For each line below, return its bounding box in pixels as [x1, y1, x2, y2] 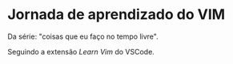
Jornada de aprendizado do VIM [7, 6, 226, 24]
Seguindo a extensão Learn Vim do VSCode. [7, 47, 155, 56]
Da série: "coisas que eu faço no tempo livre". [7, 32, 159, 41]
